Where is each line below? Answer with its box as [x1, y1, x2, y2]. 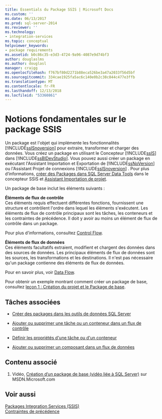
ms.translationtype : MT [5, 79, 53, 84]
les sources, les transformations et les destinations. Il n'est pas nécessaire [5, 255, 153, 261]
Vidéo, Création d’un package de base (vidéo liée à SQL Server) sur [12, 371, 147, 377]
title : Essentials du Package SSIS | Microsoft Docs [5, 7, 114, 12]
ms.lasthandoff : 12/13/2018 [5, 88, 62, 93]
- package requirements [5, 48, 53, 52]
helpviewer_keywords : [5, 43, 49, 48]
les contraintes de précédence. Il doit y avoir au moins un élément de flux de [5, 215, 158, 221]
